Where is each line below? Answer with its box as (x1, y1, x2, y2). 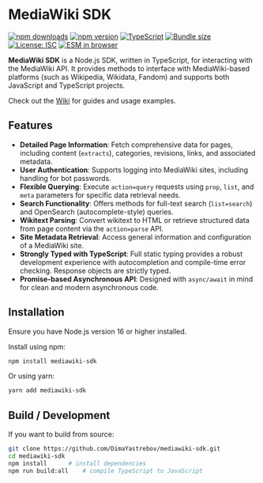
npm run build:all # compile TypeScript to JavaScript (8, 466, 203, 475)
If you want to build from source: (8, 429, 115, 440)
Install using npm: (8, 341, 66, 351)
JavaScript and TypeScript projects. (8, 81, 125, 90)
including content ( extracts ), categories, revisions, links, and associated (19, 148, 256, 157)
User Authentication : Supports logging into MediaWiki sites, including (19, 164, 249, 175)
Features (8, 119, 53, 132)
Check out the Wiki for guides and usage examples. (8, 96, 176, 105)
